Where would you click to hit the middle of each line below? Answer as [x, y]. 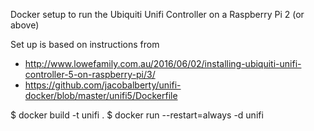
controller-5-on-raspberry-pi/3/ [90, 74]
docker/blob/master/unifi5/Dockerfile [101, 95]
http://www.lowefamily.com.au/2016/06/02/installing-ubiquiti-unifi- [163, 63]
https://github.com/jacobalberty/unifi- [103, 85]
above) [25, 25]
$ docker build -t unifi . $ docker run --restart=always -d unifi [137, 115]
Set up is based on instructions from [85, 44]
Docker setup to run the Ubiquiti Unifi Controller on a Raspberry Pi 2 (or [157, 14]
